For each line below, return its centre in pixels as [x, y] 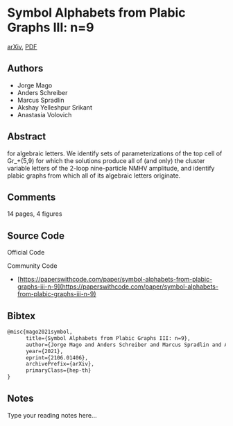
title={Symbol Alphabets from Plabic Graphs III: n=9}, [108, 338]
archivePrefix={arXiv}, [60, 364]
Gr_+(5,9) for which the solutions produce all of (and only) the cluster [106, 160]
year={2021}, [44, 351]
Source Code [36, 236]
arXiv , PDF [22, 46]
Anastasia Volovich [44, 114]
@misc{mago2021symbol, [40, 332]
